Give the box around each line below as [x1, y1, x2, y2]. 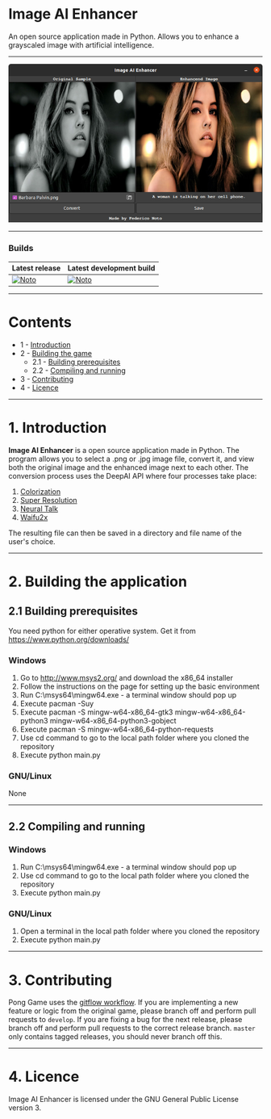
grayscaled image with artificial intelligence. [8, 40, 155, 49]
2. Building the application [8, 572, 188, 590]
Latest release [11, 263, 61, 273]
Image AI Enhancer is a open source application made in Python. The [8, 445, 240, 455]
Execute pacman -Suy [19, 699, 94, 709]
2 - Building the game [19, 348, 93, 358]
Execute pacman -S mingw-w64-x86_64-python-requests [19, 724, 214, 735]
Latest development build [67, 263, 156, 273]
